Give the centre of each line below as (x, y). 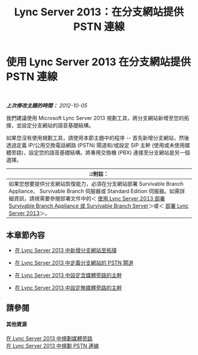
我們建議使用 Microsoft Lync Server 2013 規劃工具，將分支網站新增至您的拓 (98, 118)
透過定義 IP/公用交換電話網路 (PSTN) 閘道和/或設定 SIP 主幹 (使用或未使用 (95, 145)
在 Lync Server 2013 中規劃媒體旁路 (49, 338)
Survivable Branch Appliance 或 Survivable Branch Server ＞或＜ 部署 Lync (99, 206)
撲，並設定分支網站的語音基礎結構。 (50, 125)
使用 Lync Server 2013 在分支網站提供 (99, 62)
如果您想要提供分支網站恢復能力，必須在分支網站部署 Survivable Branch (96, 183)
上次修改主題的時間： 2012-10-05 (47, 105)
